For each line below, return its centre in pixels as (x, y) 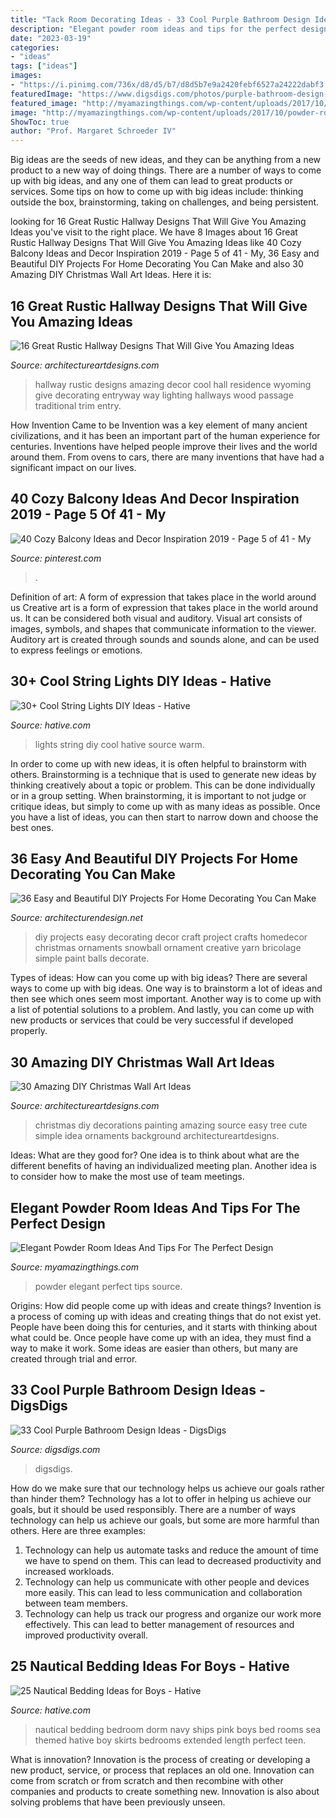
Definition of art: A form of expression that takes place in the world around (163, 597)
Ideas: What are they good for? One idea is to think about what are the (155, 1155)
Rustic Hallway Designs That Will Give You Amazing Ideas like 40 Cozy (156, 243)
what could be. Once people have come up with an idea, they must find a (161, 1337)
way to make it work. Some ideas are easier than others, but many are (154, 1348)
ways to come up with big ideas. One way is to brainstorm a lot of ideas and (166, 988)
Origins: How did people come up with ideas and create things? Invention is (166, 1305)
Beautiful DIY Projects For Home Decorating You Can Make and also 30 (157, 264)
